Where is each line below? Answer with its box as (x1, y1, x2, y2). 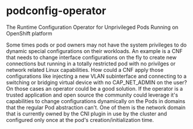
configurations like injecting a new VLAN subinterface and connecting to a (6, 72, 187, 80)
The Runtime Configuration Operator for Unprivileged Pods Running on (6, 24, 179, 31)
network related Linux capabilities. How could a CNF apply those (6, 66, 164, 73)
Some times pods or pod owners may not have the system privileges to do (6, 41, 187, 48)
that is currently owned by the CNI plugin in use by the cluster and (6, 110, 167, 117)
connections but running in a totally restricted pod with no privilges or (6, 60, 176, 67)
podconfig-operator (6, 4, 106, 18)
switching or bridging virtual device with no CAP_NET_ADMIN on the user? (6, 78, 187, 86)
